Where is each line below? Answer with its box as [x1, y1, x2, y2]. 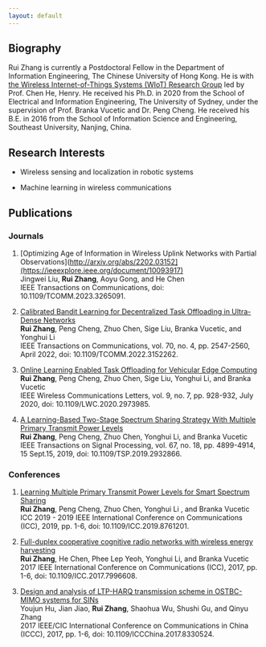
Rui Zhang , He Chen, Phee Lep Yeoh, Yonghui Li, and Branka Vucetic [19, 554, 249, 563]
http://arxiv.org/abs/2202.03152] [69, 256, 178, 266]
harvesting [19, 546, 56, 555]
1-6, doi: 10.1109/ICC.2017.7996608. [19, 571, 138, 581]
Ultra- [231, 306, 252, 316]
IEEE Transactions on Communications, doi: [19, 282, 165, 292]
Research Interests [8, 145, 105, 159]
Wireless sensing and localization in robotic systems [19, 167, 194, 177]
